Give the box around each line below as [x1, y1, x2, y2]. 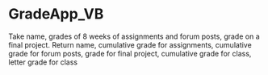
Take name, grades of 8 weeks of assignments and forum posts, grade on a [8, 31, 260, 41]
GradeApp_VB [8, 5, 104, 23]
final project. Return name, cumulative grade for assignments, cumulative [8, 40, 252, 49]
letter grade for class [8, 57, 78, 67]
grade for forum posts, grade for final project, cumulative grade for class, [8, 48, 252, 58]
